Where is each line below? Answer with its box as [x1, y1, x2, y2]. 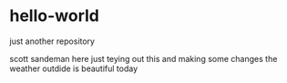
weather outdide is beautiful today [9, 63, 138, 74]
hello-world [9, 5, 100, 26]
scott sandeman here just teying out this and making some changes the [9, 53, 278, 64]
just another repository [9, 36, 96, 47]
